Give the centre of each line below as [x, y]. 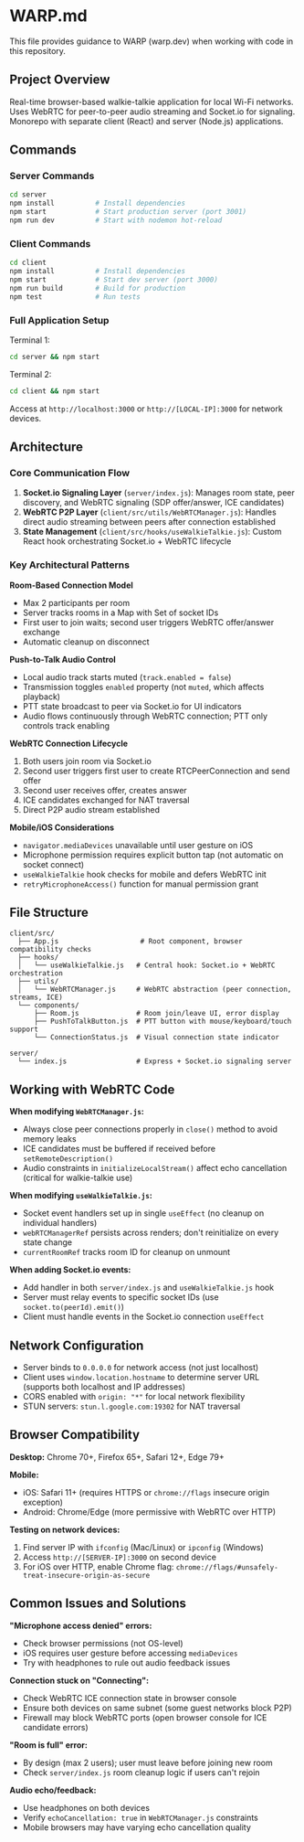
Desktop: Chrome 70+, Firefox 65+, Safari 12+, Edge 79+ [117, 1457]
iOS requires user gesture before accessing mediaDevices [130, 1653]
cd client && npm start [55, 391]
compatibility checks [51, 950]
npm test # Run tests [75, 297]
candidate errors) [55, 1727]
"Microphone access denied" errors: [81, 1625]
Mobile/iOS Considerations [62, 827]
